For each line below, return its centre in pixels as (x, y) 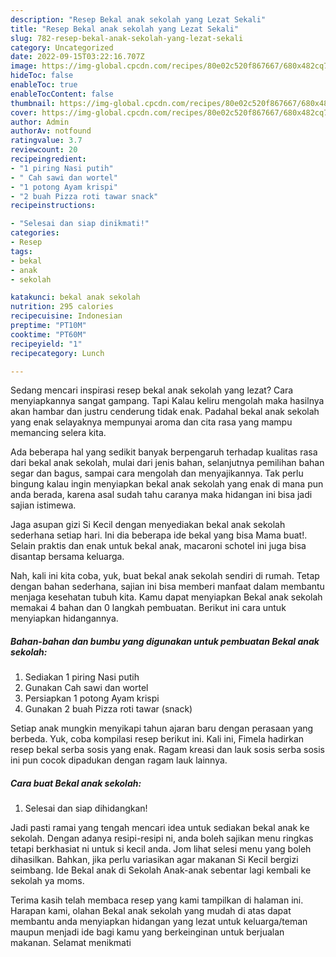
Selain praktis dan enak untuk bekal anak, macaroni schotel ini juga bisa (158, 546)
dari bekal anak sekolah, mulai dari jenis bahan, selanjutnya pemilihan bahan (167, 463)
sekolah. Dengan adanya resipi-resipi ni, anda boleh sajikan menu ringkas (162, 838)
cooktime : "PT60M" (48, 334)
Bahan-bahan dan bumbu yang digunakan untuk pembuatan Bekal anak (165, 641)
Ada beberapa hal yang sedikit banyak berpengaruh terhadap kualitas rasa (164, 452)
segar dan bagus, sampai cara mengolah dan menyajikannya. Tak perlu (157, 473)
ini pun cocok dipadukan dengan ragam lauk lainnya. (119, 760)
